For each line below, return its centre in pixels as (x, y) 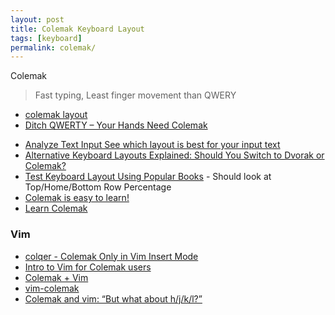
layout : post (37, 19)
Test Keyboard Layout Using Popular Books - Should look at (148, 177)
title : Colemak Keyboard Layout (77, 29)
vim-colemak (52, 288)
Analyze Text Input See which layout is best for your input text (152, 145)
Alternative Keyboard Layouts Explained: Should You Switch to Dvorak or (174, 155)
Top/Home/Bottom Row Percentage (98, 187)
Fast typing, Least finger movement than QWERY (135, 95)
